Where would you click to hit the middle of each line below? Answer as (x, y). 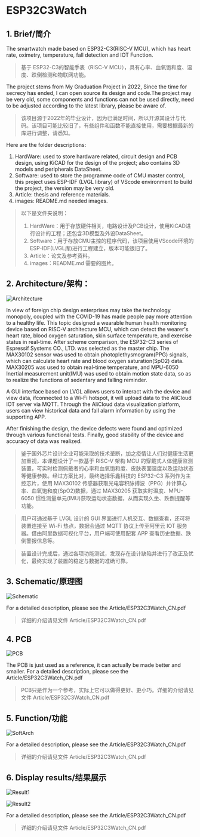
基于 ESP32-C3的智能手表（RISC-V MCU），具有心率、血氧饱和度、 (104, 67)
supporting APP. (26, 417)
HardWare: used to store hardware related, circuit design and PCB (96, 156)
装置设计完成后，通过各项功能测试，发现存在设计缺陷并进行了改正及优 (107, 553)
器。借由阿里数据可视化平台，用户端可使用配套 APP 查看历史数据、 (103, 533)
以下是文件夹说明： (44, 213)
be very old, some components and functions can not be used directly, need (100, 99)
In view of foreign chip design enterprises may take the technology (89, 310)
